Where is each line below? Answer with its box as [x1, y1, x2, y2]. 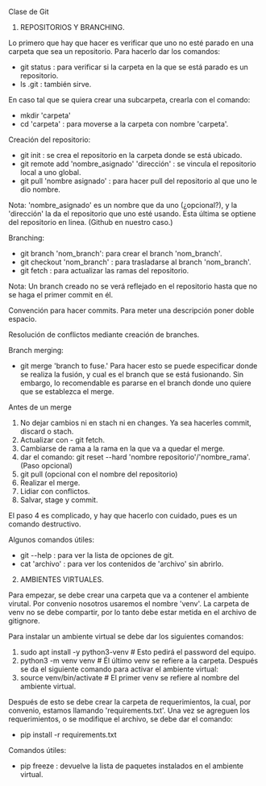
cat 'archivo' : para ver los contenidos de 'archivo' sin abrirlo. [19, 559, 224, 568]
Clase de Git [8, 7, 50, 16]
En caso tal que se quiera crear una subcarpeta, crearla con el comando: [8, 95, 251, 104]
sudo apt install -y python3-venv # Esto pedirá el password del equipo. [19, 647, 256, 656]
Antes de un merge [8, 402, 73, 412]
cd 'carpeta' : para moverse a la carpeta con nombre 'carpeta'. [19, 119, 229, 128]
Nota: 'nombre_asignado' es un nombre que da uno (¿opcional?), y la [8, 201, 238, 210]
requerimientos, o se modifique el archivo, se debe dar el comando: [8, 714, 234, 724]
